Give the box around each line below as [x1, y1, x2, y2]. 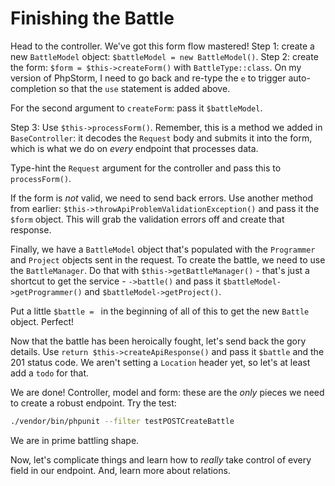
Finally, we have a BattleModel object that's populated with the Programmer [10, 243, 316, 255]
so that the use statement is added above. [58, 82, 231, 94]
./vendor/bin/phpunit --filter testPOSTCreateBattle [10, 416, 235, 426]
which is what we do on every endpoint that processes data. [10, 142, 259, 154]
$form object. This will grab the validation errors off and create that [10, 213, 285, 225]
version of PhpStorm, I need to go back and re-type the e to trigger [10, 72, 287, 84]
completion [10, 82, 57, 94]
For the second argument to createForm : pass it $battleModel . [10, 102, 263, 114]
